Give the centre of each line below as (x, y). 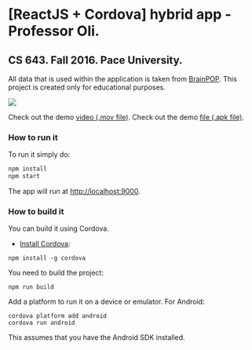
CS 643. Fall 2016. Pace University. (95, 60)
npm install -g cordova (47, 258)
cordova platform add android (58, 316)
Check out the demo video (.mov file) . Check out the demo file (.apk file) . (126, 117)
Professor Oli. (54, 31)
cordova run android (42, 323)
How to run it (33, 137)
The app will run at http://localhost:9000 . (74, 191)
